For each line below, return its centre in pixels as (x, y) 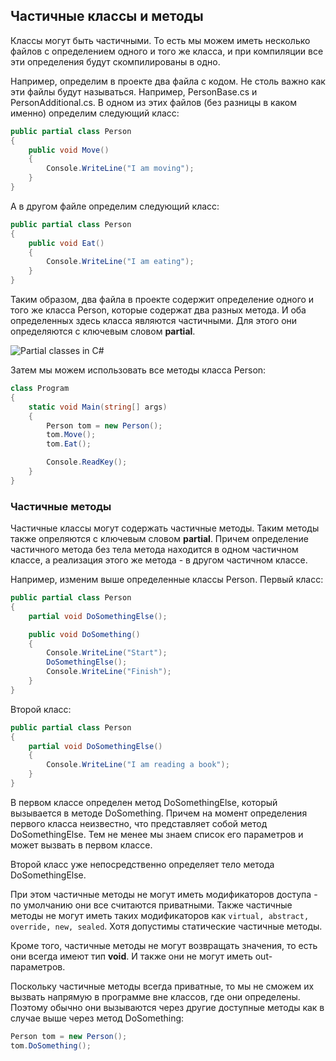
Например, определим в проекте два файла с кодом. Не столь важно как (168, 81)
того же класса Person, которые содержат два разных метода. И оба (158, 310)
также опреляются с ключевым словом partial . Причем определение (159, 539)
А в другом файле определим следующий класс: (115, 206)
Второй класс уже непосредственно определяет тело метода (142, 864)
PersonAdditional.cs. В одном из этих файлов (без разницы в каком (153, 102)
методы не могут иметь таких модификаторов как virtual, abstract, (160, 915)
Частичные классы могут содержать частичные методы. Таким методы (165, 528)
